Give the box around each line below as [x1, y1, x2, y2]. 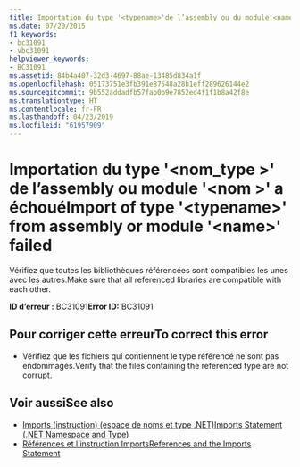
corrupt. [21, 370, 53, 380]
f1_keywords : [9, 29, 58, 38]
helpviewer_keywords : [9, 54, 90, 63]
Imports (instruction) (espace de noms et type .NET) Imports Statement [21, 419, 283, 429]
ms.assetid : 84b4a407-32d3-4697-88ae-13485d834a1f [9, 71, 202, 80]
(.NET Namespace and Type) [21, 429, 129, 439]
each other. [9, 283, 52, 295]
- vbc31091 [9, 46, 50, 55]
